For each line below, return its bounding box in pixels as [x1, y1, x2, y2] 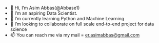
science [10, 26, 27, 32]
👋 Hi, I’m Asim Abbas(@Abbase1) [10, 5, 80, 11]
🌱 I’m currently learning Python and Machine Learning [10, 16, 125, 21]
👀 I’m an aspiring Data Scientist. [10, 10, 78, 16]
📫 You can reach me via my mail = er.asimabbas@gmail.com [10, 32, 140, 38]
